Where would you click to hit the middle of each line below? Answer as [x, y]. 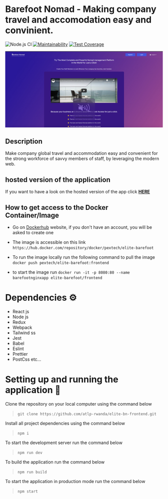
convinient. [29, 30]
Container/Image [32, 215]
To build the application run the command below [55, 462]
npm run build [32, 472]
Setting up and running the [62, 379]
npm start [28, 491]
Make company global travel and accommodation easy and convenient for [82, 153]
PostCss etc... [27, 359]
